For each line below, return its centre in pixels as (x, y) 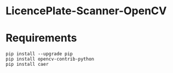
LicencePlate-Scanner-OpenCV (86, 11)
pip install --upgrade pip (39, 54)
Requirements (41, 38)
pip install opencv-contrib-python (50, 59)
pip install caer (27, 64)
